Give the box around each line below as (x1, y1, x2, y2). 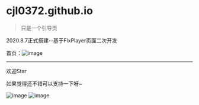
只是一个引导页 (20, 24, 57, 31)
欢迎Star (6, 67, 27, 74)
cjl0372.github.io (6, 4, 94, 18)
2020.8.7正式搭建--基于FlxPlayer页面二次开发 (6, 37, 117, 44)
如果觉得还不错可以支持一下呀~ (6, 80, 83, 87)
